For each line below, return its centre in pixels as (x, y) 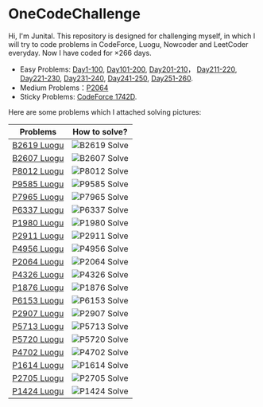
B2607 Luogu (38, 158)
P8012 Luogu (38, 170)
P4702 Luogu (38, 352)
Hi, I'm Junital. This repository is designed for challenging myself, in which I (132, 36)
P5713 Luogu (38, 326)
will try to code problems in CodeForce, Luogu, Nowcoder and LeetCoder (128, 44)
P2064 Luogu (38, 261)
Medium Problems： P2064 (64, 88)
